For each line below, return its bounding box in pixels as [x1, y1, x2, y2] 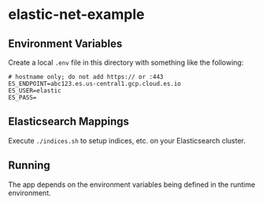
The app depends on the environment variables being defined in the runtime [8, 180, 256, 189]
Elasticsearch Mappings [8, 115, 130, 128]
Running [8, 159, 51, 172]
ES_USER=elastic [8, 87, 61, 95]
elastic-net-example [8, 6, 145, 24]
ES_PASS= [8, 94, 37, 102]
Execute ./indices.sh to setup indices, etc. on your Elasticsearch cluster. [8, 135, 246, 145]
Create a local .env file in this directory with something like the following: [8, 57, 244, 67]
